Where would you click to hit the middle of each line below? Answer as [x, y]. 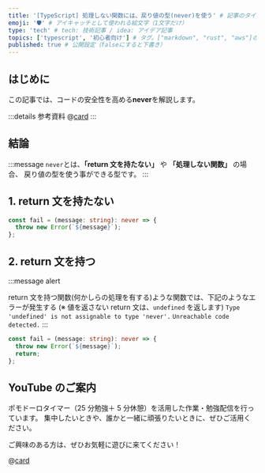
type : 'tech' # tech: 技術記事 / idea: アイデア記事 [91, 30]
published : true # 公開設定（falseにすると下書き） [87, 45]
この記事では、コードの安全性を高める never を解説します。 [104, 99]
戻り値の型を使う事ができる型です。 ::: [86, 174]
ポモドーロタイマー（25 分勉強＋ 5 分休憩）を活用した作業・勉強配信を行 [128, 408]
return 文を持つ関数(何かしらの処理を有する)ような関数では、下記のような [129, 297]
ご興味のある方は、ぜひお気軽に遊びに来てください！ [95, 445]
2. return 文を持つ [52, 261]
